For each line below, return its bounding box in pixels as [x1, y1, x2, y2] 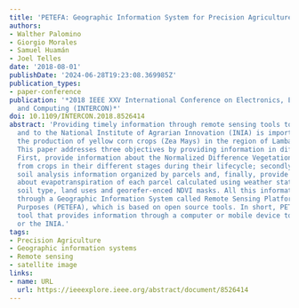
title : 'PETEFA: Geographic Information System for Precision [9, 12, 245, 22]
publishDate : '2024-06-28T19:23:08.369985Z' [9, 71, 177, 80]
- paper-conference [9, 87, 82, 96]
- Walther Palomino [9, 29, 82, 38]
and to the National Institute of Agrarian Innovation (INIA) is [17, 129, 265, 138]
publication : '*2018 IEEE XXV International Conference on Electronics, [9, 95, 285, 105]
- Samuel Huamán [9, 46, 69, 55]
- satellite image [9, 261, 77, 270]
